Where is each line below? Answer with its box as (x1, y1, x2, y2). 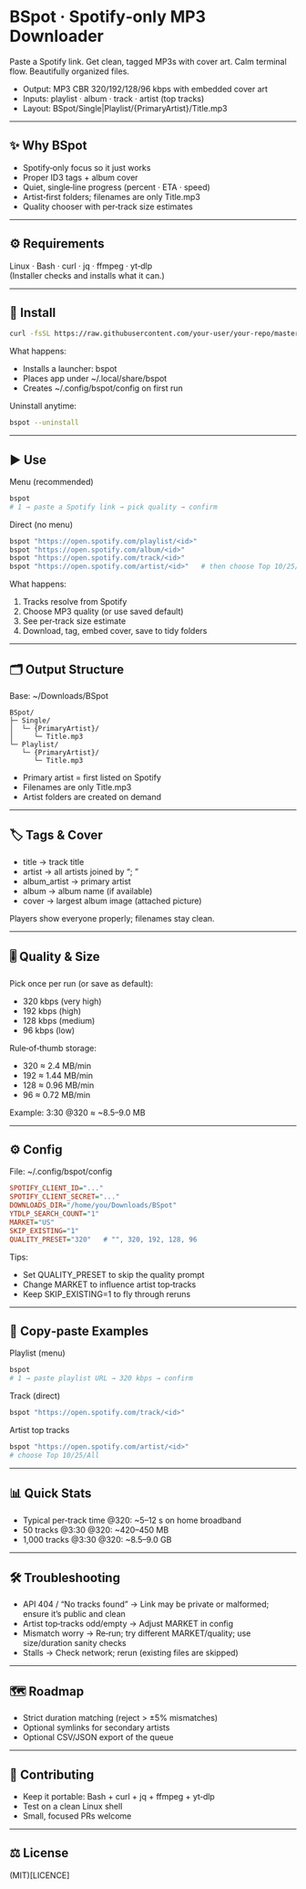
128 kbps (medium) (22, 1015, 96, 1026)
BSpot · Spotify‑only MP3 (9, 6, 207, 27)
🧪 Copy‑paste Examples (9, 1323, 149, 1339)
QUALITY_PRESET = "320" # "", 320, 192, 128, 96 (9, 1235, 198, 1244)
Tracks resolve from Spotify (22, 596, 127, 607)
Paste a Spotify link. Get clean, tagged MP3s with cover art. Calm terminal (9, 56, 287, 67)
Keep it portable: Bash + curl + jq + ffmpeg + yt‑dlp (22, 1791, 216, 1801)
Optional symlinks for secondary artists (22, 1722, 170, 1733)
